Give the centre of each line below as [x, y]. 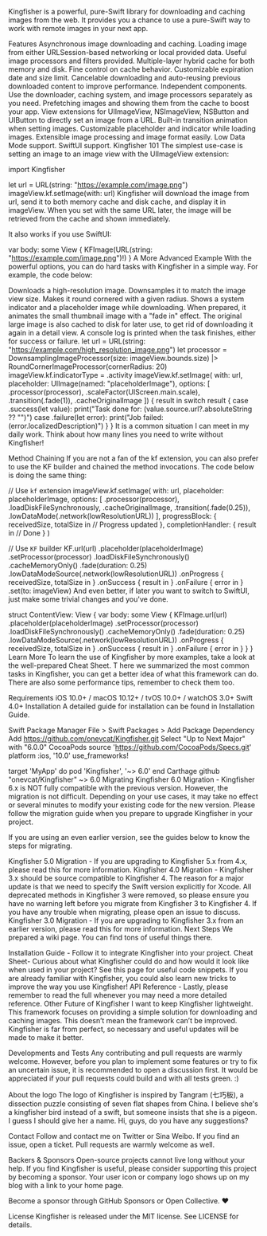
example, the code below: [50, 275]
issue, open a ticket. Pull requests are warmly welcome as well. [112, 1144]
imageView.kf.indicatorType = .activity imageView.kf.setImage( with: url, [126, 375]
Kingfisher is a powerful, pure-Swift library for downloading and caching [127, 12]
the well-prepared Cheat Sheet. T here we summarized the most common [129, 665]
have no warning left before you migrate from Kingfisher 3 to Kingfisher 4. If [133, 903]
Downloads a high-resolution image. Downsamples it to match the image [127, 290]
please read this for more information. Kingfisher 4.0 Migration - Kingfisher [131, 869]
